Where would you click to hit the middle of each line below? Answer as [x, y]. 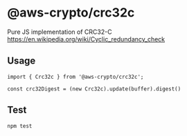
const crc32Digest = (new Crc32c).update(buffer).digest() [94, 89]
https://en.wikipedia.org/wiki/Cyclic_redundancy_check [86, 39]
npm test [20, 126]
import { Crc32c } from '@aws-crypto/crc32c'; [75, 77]
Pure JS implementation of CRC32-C [60, 32]
